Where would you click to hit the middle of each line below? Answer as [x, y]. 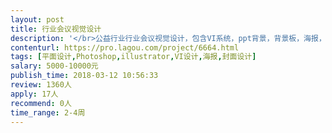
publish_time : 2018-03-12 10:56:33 [84, 76]
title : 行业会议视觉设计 [56, 29]
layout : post [37, 19]
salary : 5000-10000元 [54, 66]
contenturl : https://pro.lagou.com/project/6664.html [125, 47]
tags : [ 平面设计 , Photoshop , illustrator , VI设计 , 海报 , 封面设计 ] [133, 57]
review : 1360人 [41, 85]
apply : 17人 [34, 94]
